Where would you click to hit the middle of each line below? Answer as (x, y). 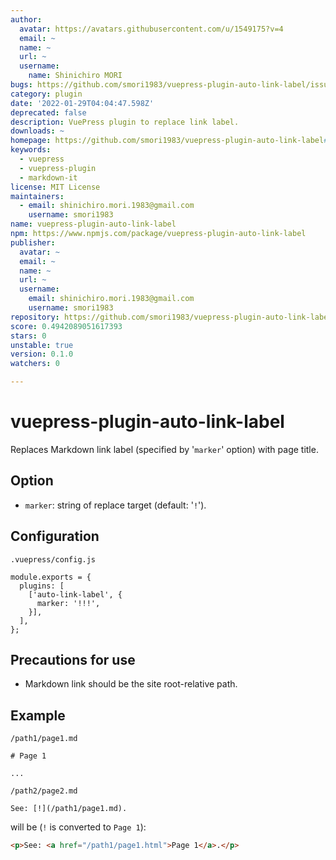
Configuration (55, 536)
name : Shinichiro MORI (75, 76)
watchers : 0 (35, 364)
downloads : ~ (37, 131)
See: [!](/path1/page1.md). (69, 809)
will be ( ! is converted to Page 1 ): (78, 827)
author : (26, 19)
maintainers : (37, 196)
